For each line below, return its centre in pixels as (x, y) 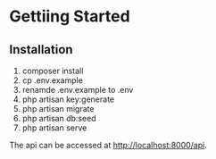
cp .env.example (52, 80)
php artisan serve (54, 128)
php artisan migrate (58, 109)
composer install (53, 71)
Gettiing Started (70, 17)
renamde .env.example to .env (78, 90)
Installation (41, 50)
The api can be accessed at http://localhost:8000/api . (108, 145)
